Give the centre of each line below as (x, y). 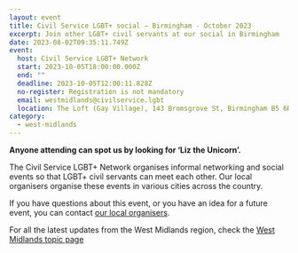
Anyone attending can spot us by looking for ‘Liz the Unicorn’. (125, 150)
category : (27, 116)
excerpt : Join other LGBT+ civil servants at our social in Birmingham (144, 34)
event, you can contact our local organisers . (90, 213)
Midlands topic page (47, 239)
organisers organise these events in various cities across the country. (136, 186)
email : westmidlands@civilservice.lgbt (91, 100)
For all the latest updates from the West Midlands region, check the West (142, 230)
